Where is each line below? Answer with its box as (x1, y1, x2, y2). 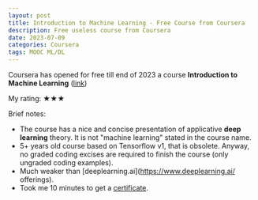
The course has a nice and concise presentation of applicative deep (19, 124, 241, 134)
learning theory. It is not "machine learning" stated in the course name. (19, 133, 252, 142)
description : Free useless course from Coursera (8, 26, 171, 34)
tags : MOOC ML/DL (8, 48, 65, 56)
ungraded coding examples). (19, 158, 114, 167)
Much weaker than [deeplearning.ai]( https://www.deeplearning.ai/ (19, 167, 235, 175)
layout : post (8, 11, 51, 20)
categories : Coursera (8, 41, 80, 49)
